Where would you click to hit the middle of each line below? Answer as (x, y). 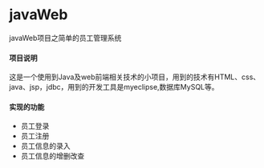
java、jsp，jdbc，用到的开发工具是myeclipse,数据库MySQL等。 (114, 87)
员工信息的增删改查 (53, 156)
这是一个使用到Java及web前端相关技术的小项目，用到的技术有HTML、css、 (135, 77)
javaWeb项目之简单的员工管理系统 (65, 38)
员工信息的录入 (45, 146)
